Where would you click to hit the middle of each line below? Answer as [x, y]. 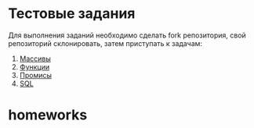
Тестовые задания [72, 14]
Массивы [35, 59]
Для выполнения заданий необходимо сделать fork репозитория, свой [127, 35]
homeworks [48, 115]
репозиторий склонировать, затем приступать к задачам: [105, 43]
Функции [34, 66]
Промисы [36, 75]
